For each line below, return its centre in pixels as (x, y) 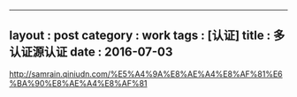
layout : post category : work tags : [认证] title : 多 (147, 36)
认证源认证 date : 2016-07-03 (91, 52)
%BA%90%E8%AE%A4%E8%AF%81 (78, 83)
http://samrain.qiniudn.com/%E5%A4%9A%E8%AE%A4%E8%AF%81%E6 (146, 74)
